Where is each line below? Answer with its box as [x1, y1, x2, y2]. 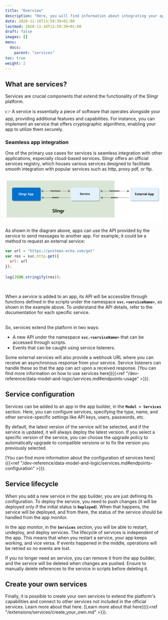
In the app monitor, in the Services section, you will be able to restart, [5, 524, 148, 530]
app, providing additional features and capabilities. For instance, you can [5, 115, 155, 122]
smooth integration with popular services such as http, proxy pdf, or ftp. [5, 166, 153, 172]
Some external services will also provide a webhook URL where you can [5, 354, 154, 360]
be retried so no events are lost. [5, 545, 71, 551]
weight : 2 [5, 60, 26, 66]
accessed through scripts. [12, 339, 66, 345]
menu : [5, 40, 16, 45]
